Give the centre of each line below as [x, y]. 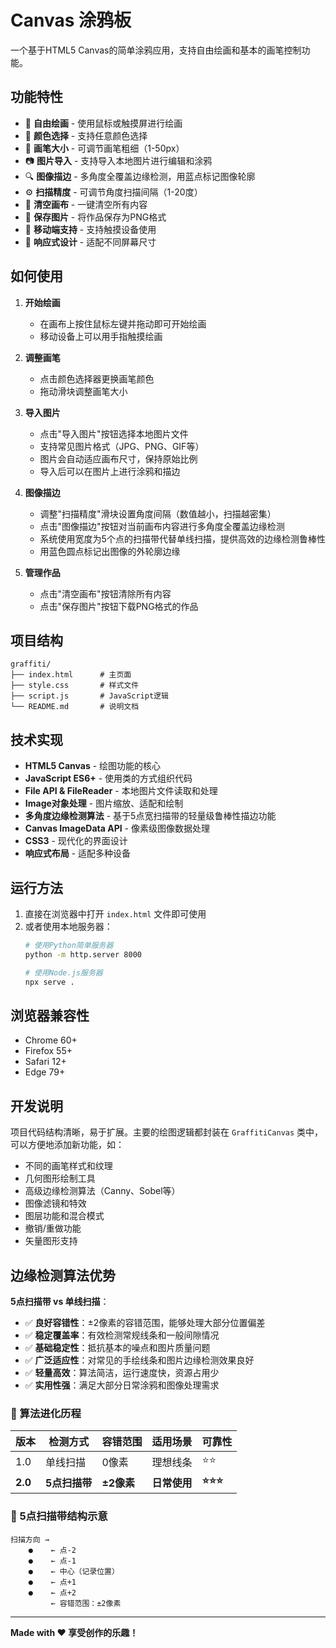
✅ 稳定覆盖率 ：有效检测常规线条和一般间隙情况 [122, 1335]
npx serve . [49, 982]
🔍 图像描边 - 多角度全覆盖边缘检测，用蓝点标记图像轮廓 [140, 176]
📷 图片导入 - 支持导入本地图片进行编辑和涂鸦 [118, 160]
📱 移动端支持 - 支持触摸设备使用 [90, 229]
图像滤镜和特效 [55, 1203]
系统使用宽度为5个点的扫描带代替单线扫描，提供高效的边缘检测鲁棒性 [182, 538]
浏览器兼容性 [50, 1015]
